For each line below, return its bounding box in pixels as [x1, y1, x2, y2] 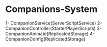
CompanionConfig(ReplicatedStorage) [5, 36, 86, 42]
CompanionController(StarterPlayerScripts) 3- [5, 25, 102, 31]
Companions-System [5, 3, 98, 15]
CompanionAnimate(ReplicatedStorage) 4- [5, 30, 95, 36]
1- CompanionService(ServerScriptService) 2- [5, 20, 102, 26]
